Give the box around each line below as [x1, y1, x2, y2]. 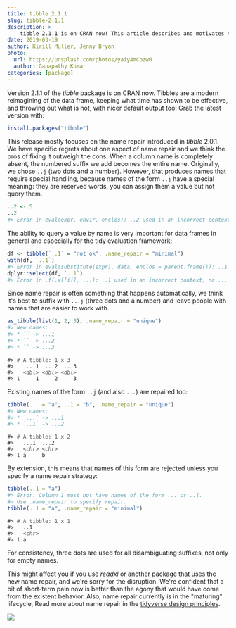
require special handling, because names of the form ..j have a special [7, 175, 215, 183]
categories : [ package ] [7, 69, 74, 76]
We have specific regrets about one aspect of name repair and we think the [7, 145, 225, 153]
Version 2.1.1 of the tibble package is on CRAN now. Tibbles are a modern [7, 89, 219, 97]
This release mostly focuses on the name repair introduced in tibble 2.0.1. [7, 137, 219, 146]
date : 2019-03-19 [7, 37, 58, 44]
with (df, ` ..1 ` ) [7, 256, 55, 264]
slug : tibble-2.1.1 [7, 17, 65, 24]
